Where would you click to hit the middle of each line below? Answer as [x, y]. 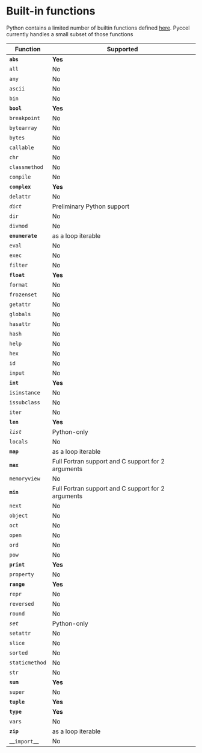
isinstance [25, 392]
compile [20, 177]
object [19, 515]
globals [20, 314]
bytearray [23, 128]
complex [20, 186]
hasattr [20, 324]
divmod [19, 226]
